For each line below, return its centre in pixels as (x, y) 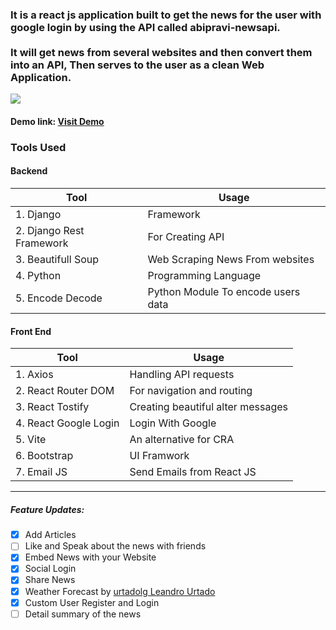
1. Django (38, 215)
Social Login (50, 569)
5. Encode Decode (59, 298)
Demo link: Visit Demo (57, 121)
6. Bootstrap (44, 456)
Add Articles (50, 535)
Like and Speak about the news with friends (115, 546)
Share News (50, 580)
